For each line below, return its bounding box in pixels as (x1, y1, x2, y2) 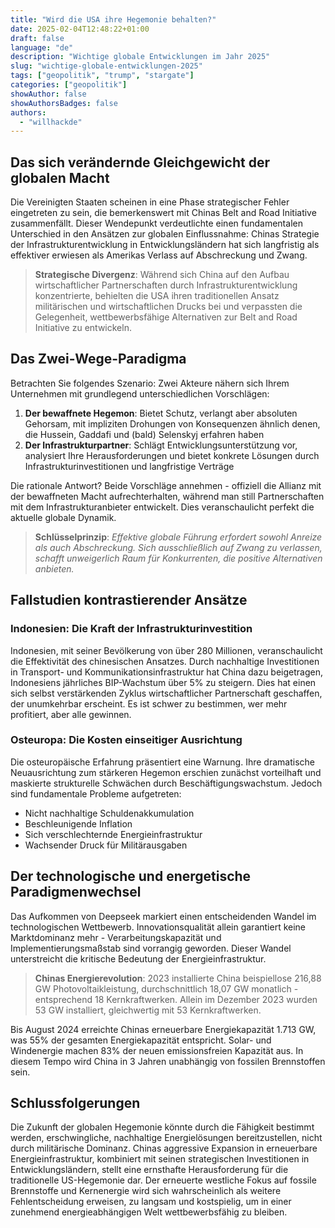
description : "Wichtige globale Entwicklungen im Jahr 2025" (10, 52, 271, 62)
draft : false (10, 33, 65, 43)
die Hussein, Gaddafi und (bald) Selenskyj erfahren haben (24, 428, 265, 440)
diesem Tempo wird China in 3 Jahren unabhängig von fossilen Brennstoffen (10, 1055, 326, 1067)
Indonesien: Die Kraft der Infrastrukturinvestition (10, 622, 253, 636)
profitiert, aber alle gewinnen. (10, 708, 132, 720)
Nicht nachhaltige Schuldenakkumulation (24, 807, 195, 819)
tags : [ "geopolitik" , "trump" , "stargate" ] (10, 71, 195, 81)
